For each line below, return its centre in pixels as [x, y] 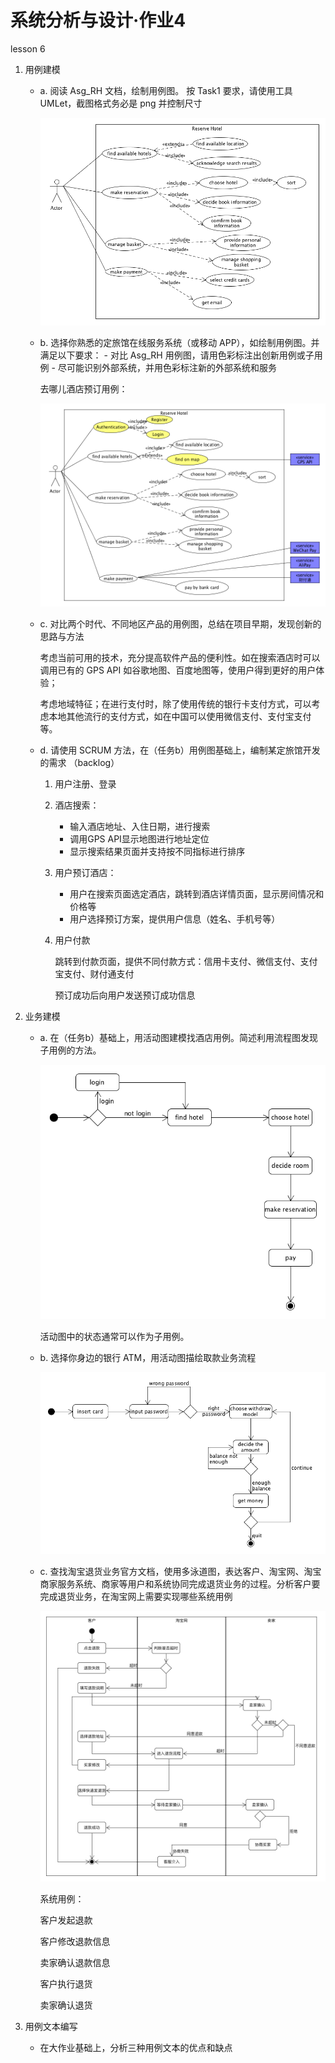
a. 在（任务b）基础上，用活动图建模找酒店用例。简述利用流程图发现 [178, 1037]
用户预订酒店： [85, 872]
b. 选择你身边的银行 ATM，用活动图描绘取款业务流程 [148, 1357]
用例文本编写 [51, 2027]
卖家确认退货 [66, 2005]
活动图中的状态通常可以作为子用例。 [114, 1336]
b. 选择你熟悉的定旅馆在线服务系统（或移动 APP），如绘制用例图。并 [179, 342]
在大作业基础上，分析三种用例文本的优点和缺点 [136, 2048]
